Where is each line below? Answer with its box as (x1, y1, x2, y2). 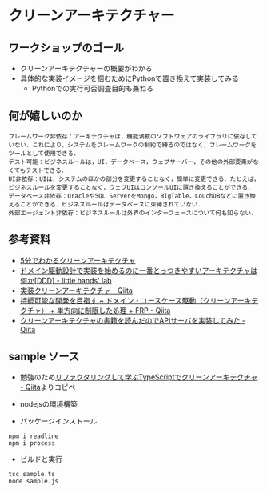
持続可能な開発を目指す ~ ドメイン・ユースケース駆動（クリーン (19, 295, 231, 305)
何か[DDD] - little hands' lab (19, 275, 112, 285)
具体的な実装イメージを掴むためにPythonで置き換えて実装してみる (19, 74, 239, 83)
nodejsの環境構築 (19, 399, 78, 409)
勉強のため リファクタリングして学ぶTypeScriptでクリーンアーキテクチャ (19, 372, 258, 382)
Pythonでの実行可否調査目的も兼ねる (31, 84, 154, 93)
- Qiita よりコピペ (19, 383, 76, 392)
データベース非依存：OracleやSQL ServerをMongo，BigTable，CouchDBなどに (8, 192, 238, 200)
